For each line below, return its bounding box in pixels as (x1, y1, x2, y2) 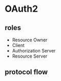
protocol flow (5, 68, 48, 76)
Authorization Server (12, 48, 56, 53)
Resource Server (12, 53, 48, 59)
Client (12, 42, 25, 48)
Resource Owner (12, 37, 48, 43)
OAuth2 (5, 3, 39, 15)
